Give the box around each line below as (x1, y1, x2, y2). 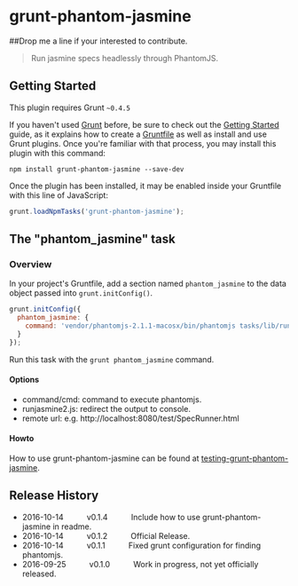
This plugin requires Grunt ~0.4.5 (9, 102, 131, 113)
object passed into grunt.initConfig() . (9, 288, 153, 298)
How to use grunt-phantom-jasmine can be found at (9, 453, 200, 463)
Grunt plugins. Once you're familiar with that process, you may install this (9, 138, 277, 148)
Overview (9, 257, 52, 270)
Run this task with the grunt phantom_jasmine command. (9, 353, 215, 365)
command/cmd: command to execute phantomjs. (21, 393, 202, 405)
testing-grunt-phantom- (200, 453, 289, 463)
